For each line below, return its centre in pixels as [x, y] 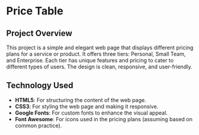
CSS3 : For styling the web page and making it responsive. [87, 106]
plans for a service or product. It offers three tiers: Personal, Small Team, [96, 54]
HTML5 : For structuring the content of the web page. [81, 100]
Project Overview [39, 33]
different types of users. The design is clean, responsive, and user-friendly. [99, 67]
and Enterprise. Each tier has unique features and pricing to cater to [90, 60]
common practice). [38, 125]
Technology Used [40, 85]
